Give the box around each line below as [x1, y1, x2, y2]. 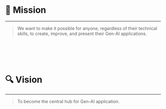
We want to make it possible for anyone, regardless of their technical [17, 25, 157, 31]
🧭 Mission [5, 4, 46, 16]
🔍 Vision [5, 74, 42, 85]
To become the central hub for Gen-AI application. [17, 98, 120, 104]
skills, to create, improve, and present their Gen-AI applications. [17, 31, 147, 36]
